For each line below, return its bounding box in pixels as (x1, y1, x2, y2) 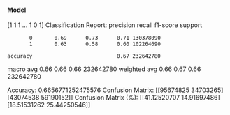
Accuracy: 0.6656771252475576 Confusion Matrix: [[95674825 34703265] (7, 86, 224, 94)
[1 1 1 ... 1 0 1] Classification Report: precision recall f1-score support (7, 21, 203, 29)
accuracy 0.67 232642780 (7, 53, 161, 60)
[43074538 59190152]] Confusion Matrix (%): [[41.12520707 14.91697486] (7, 93, 220, 102)
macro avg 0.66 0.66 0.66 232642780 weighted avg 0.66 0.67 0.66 (7, 65, 201, 73)
